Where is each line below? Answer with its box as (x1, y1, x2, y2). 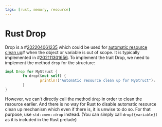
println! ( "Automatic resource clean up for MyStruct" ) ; (39, 78, 156, 83)
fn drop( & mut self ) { (22, 73, 67, 78)
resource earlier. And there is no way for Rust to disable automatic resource (5, 101, 157, 107)
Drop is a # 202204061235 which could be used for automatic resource (5, 44, 147, 50)
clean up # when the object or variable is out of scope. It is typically (5, 49, 140, 55)
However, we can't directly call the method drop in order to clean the (5, 96, 143, 102)
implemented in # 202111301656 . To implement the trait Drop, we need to (5, 54, 150, 60)
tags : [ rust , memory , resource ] (5, 7, 71, 12)
